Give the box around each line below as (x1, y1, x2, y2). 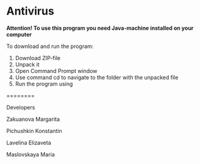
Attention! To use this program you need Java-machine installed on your (6, 24, 194, 32)
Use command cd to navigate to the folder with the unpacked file (15, 73, 179, 81)
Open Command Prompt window (15, 67, 98, 74)
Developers (6, 103, 35, 111)
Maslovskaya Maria (6, 151, 55, 158)
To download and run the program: (6, 43, 94, 50)
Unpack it (15, 61, 40, 68)
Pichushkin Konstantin (6, 127, 62, 134)
